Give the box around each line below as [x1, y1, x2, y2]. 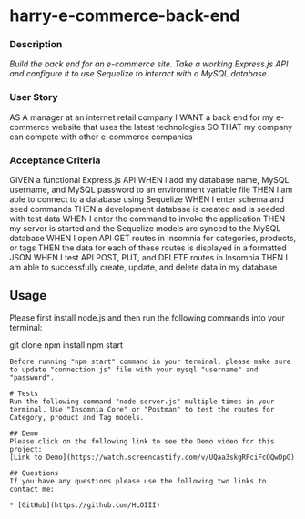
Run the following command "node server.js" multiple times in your [9, 397, 275, 406]
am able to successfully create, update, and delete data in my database [9, 261, 278, 273]
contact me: [9, 484, 55, 494]
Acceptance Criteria [9, 154, 101, 167]
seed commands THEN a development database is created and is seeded [9, 204, 285, 215]
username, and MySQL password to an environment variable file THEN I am [9, 184, 293, 196]
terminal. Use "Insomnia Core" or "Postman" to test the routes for [9, 404, 275, 414]
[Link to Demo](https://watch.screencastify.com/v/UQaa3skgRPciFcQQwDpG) [9, 453, 296, 462]
